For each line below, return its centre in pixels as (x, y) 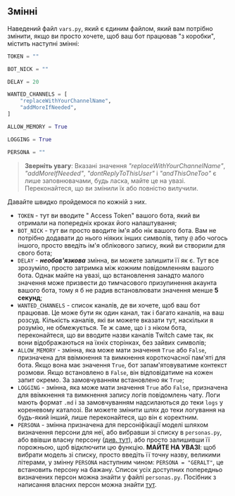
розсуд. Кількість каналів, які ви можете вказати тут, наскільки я (115, 320)
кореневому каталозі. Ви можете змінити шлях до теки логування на (121, 409)
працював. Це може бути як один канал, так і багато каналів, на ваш (121, 312)
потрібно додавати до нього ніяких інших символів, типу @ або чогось (122, 238)
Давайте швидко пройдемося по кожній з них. (77, 202)
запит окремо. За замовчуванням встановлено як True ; (101, 380)
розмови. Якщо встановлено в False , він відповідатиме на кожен (115, 372)
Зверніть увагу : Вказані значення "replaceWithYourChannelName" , (125, 165)
